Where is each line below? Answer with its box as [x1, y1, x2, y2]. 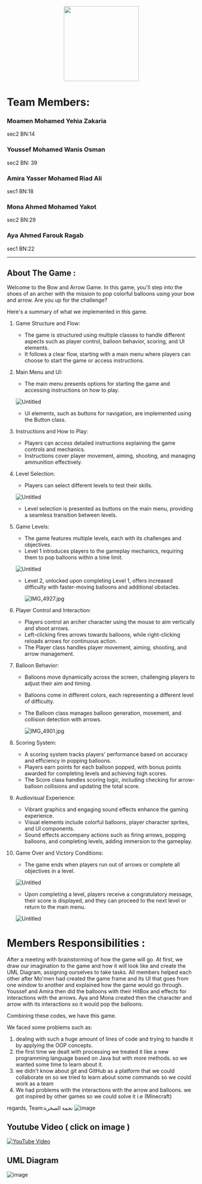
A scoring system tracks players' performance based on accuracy [24, 751, 188, 758]
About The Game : [7, 268, 76, 278]
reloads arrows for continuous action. [24, 637, 117, 645]
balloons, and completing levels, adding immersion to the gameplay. [24, 838, 192, 845]
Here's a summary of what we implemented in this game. [7, 308, 147, 316]
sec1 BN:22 [7, 245, 35, 252]
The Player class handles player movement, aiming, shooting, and [24, 644, 187, 651]
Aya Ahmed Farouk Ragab [7, 231, 84, 239]
